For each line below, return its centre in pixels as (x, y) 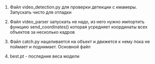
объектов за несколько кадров (42, 32)
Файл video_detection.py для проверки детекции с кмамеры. (73, 7)
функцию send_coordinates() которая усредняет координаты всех (79, 27)
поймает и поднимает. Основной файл (50, 47)
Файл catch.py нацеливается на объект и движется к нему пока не (80, 42)
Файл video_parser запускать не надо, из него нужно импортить (77, 22)
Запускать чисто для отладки (41, 12)
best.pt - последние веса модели (45, 56)
